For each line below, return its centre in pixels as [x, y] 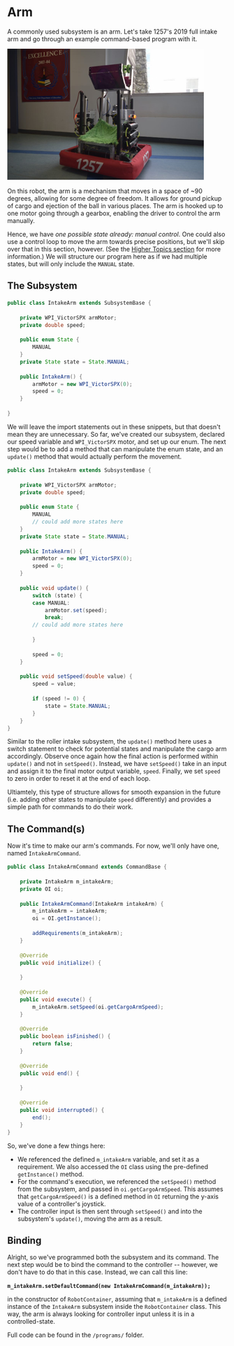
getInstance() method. [51, 1174]
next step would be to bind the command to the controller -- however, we [112, 1265]
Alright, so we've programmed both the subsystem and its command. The [113, 1257]
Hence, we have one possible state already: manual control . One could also [116, 234]
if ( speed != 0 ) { [59, 699]
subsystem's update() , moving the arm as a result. [90, 1218]
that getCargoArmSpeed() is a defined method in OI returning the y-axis [118, 1196]
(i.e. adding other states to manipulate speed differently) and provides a [109, 799]
